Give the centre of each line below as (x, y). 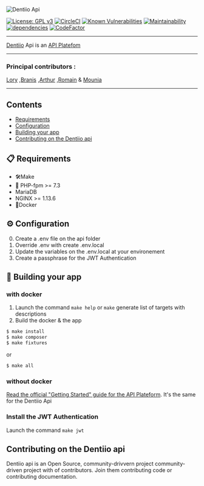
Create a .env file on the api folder (58, 238)
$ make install (25, 332)
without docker (29, 381)
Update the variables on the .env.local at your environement (90, 251)
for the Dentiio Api (29, 401)
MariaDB (26, 192)
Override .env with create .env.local (59, 245)
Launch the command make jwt (45, 430)
